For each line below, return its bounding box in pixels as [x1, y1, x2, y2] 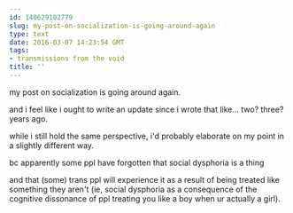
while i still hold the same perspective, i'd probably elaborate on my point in [9, 130, 285, 141]
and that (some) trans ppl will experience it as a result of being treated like [9, 174, 281, 185]
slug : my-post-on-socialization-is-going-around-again [9, 21, 216, 30]
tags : [9, 46, 29, 55]
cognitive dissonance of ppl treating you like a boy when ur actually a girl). [9, 193, 281, 204]
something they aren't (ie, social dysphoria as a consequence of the [9, 184, 258, 194]
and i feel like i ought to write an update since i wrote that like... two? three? [9, 104, 284, 114]
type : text [9, 29, 50, 38]
